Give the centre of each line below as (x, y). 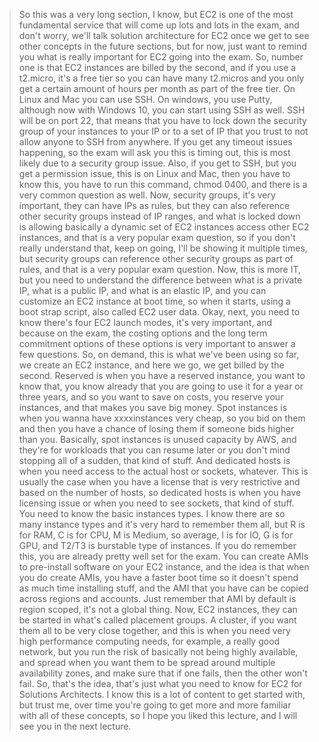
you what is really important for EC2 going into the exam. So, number (161, 57)
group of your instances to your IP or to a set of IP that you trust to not (163, 131)
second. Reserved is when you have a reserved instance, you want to (162, 375)
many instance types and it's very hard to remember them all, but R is (162, 524)
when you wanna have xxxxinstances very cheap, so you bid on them (162, 418)
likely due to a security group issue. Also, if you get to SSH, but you (157, 163)
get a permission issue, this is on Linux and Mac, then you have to (154, 173)
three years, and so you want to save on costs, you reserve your (151, 397)
